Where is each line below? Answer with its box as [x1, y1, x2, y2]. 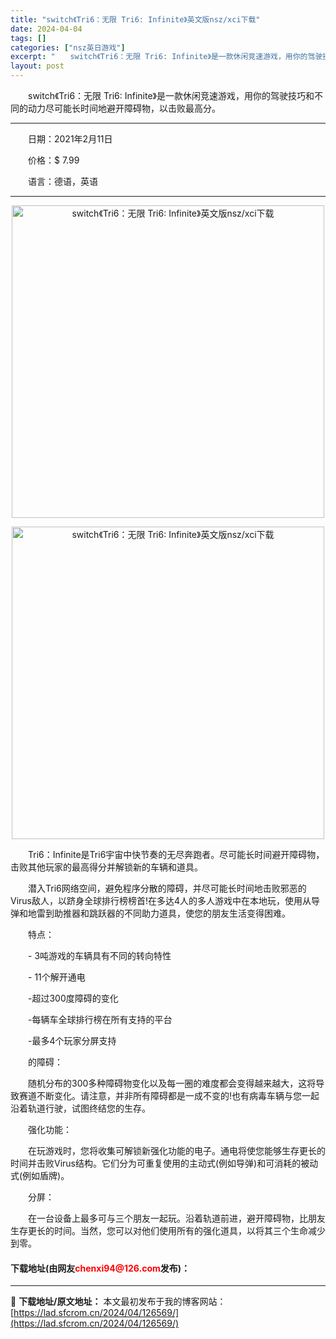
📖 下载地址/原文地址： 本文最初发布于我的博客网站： [10, 1296, 227, 1308]
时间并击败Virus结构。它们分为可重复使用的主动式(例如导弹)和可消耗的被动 [10, 1157, 319, 1169]
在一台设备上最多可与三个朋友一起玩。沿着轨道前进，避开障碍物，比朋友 [27, 1212, 326, 1224]
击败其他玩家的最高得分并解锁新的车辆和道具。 [10, 861, 203, 873]
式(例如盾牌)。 [10, 1170, 70, 1181]
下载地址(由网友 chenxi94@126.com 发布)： [10, 1262, 191, 1274]
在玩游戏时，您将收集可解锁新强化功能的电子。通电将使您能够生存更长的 [27, 1145, 326, 1156]
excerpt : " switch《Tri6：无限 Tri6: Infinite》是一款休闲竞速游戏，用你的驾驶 [10, 52, 323, 62]
